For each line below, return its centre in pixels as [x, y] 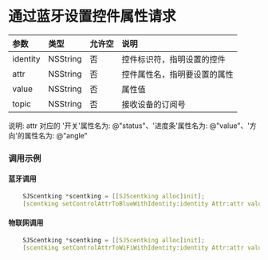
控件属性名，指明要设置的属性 [177, 74]
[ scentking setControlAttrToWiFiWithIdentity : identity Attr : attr [134, 248]
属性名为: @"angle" [56, 135]
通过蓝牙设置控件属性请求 [93, 16]
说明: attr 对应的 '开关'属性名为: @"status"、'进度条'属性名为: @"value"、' [129, 126]
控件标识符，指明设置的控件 [173, 59]
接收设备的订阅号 [154, 104]
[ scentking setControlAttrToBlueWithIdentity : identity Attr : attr [134, 204]
